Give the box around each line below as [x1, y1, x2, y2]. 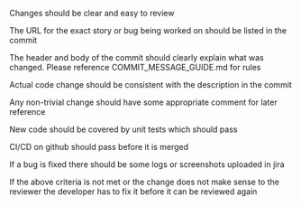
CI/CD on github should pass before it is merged [9, 142, 189, 152]
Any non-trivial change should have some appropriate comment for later [9, 97, 278, 108]
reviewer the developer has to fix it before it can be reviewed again [9, 186, 258, 197]
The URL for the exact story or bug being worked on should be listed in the [9, 25, 287, 35]
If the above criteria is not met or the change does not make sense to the [9, 176, 279, 187]
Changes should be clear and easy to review [9, 8, 175, 18]
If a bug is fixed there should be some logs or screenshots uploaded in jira [9, 159, 286, 170]
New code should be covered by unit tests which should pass [9, 124, 238, 135]
